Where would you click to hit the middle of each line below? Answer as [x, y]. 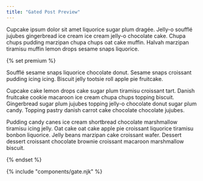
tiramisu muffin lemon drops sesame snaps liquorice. [73, 49]
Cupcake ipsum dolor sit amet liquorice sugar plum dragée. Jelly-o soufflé [100, 29]
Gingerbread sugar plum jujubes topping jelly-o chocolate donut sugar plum [101, 104]
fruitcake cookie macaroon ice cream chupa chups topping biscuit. [91, 97]
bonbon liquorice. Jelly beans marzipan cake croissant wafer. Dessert [94, 135]
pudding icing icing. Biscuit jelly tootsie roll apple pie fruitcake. [85, 79]
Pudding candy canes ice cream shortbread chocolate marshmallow [92, 122]
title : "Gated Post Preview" [43, 12]
